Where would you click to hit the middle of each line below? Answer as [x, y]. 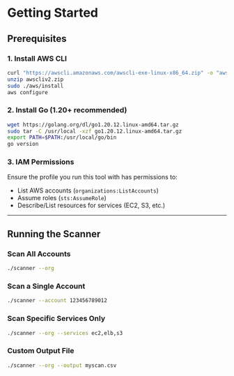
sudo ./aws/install [36, 86]
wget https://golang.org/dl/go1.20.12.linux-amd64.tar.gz [93, 125]
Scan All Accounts [39, 254]
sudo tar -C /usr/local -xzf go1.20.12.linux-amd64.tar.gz [95, 131]
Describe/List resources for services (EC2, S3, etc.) [91, 205]
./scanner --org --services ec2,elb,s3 [65, 333]
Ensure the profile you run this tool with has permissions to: [92, 177]
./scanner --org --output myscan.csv [62, 365]
